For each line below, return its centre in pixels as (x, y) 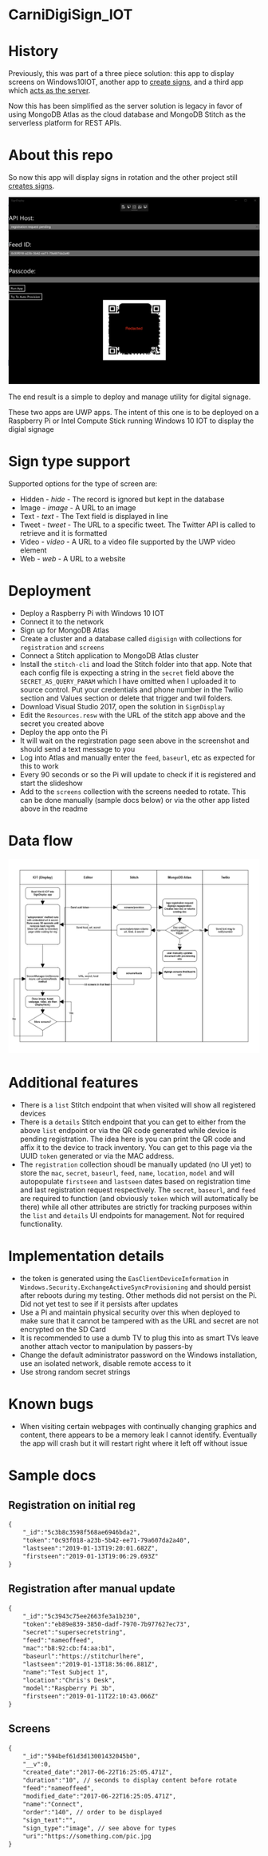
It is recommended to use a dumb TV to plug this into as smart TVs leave (139, 1338)
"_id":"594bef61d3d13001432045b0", (82, 1756)
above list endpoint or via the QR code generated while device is (128, 1131)
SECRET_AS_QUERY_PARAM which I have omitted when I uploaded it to (128, 681)
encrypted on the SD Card (63, 1330)
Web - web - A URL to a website (73, 559)
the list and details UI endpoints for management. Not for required (132, 1215)
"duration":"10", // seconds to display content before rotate (130, 1780)
